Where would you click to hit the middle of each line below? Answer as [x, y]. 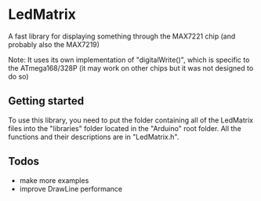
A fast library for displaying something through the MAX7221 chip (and [122, 36]
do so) [18, 76]
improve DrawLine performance [71, 188]
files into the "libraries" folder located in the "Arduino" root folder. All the [125, 128]
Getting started [46, 101]
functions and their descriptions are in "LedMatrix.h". [94, 137]
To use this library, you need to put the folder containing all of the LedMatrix [130, 120]
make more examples [54, 180]
